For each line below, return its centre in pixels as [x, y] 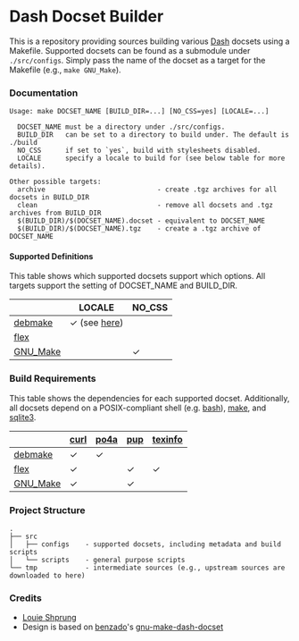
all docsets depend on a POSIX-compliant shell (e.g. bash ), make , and [138, 408]
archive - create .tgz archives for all [147, 190]
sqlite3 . [23, 417]
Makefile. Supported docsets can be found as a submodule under [130, 50]
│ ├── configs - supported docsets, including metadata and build [145, 544]
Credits [25, 598]
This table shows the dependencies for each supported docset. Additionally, [149, 398]
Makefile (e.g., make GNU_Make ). [66, 70]
